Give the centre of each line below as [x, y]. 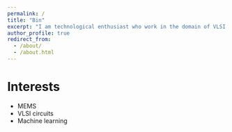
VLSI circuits [35, 113]
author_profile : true [39, 33]
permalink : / [26, 14]
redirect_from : [29, 40]
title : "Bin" [26, 20]
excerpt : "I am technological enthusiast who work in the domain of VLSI [117, 26]
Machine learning [42, 121]
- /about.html [34, 53]
